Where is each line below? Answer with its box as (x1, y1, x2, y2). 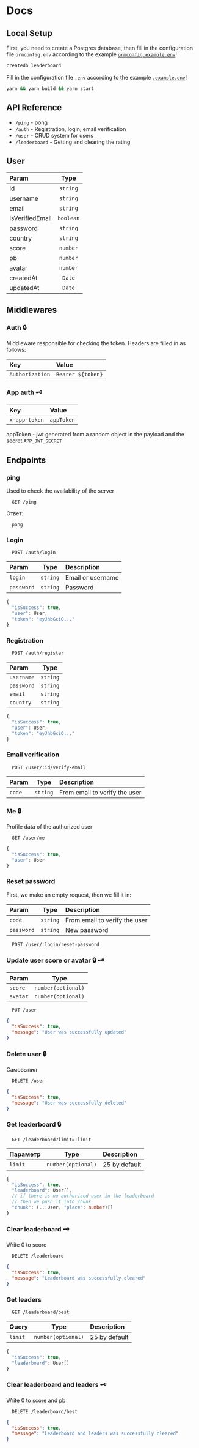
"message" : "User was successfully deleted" (12, 1100, 127, 1106)
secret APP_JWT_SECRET (6, 437, 62, 444)
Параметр (9, 1150, 41, 1159)
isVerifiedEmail (9, 214, 52, 223)
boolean (57, 215, 80, 222)
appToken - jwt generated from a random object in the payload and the (6, 431, 185, 438)
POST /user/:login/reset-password (12, 941, 99, 947)
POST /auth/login (12, 550, 56, 556)
